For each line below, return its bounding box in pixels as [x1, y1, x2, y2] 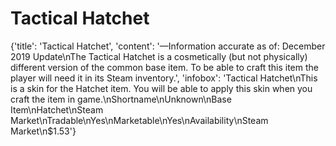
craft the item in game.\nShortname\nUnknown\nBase [10, 93, 232, 105]
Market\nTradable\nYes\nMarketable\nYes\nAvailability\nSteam [10, 114, 269, 126]
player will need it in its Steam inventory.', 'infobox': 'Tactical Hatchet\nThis [10, 72, 318, 84]
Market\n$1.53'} [10, 125, 77, 137]
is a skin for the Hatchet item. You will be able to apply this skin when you [10, 82, 313, 94]
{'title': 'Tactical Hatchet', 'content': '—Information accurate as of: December [10, 40, 326, 52]
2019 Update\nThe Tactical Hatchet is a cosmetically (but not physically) [10, 50, 308, 62]
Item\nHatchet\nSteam [10, 103, 104, 116]
